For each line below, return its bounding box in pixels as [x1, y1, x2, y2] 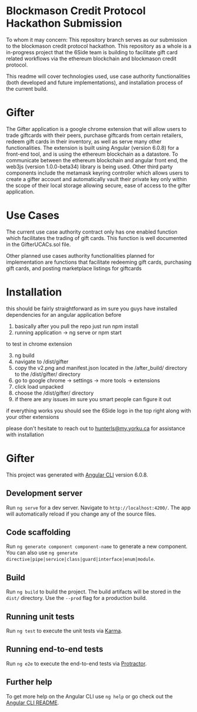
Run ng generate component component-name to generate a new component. [6, 543, 188, 550]
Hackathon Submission [6, 17, 122, 30]
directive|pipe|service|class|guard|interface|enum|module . [6, 556, 155, 563]
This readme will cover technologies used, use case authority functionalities [6, 73, 191, 80]
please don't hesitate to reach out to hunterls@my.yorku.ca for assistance [6, 425, 185, 432]
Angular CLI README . [6, 699, 59, 706]
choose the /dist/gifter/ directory [14, 389, 94, 396]
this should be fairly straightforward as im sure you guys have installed [6, 305, 178, 312]
